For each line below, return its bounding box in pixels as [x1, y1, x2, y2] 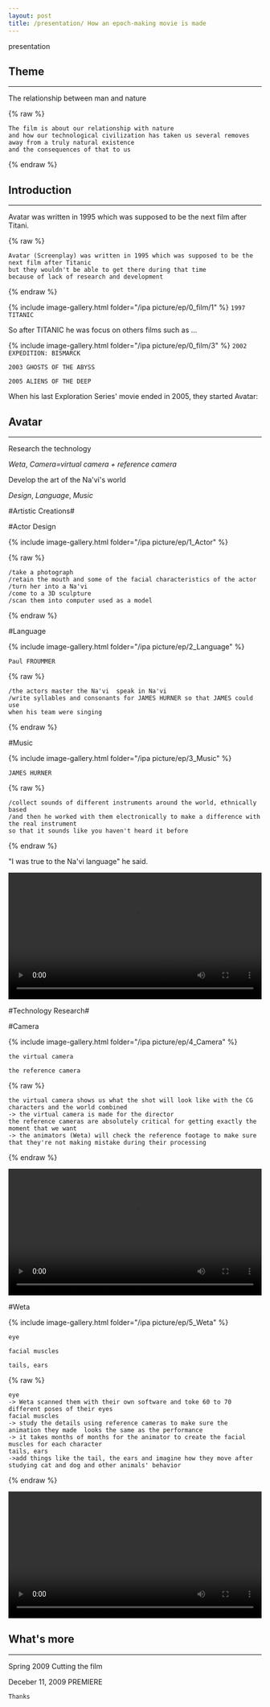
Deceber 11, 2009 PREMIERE [8, 1676, 103, 1686]
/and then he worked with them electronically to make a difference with [8, 812, 261, 821]
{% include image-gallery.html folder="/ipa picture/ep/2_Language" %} [8, 641, 245, 652]
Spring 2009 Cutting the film [8, 1661, 103, 1671]
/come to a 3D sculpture [8, 589, 92, 598]
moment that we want [8, 1124, 78, 1133]
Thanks [8, 1693, 31, 1701]
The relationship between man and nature [8, 93, 147, 103]
